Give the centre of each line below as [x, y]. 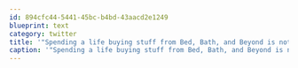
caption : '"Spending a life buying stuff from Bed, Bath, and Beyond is [146, 50]
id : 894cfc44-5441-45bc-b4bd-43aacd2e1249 [89, 17]
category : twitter [43, 34]
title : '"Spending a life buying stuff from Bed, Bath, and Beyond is [142, 42]
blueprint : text [39, 26]
